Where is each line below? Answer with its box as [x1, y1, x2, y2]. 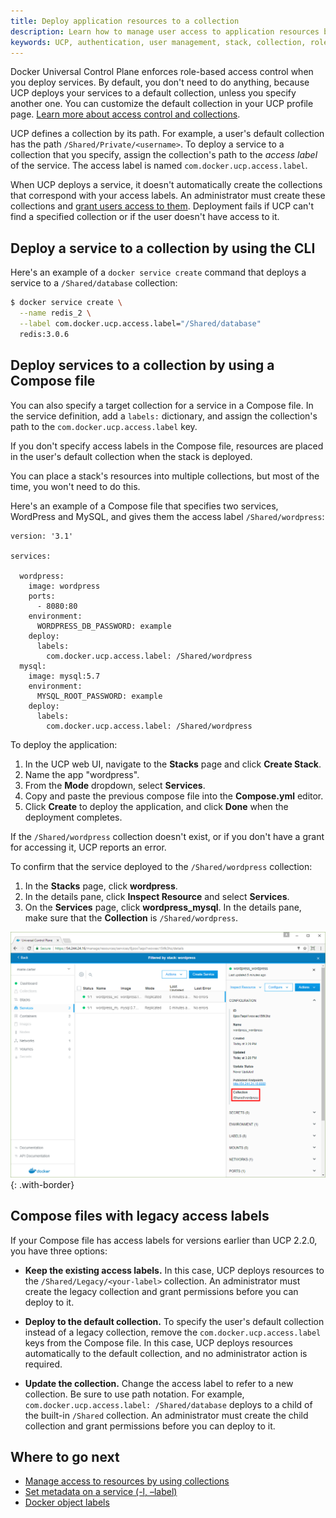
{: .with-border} [10, 1178, 75, 1190]
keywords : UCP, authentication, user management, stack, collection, [10, 37, 307, 47]
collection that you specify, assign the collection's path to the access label [10, 149, 318, 161]
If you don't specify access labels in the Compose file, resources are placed [10, 440, 324, 452]
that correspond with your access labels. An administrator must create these [10, 190, 326, 202]
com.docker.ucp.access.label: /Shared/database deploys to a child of [24, 1398, 313, 1410]
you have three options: [10, 1245, 108, 1257]
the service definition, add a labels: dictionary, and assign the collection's [10, 410, 318, 422]
